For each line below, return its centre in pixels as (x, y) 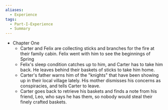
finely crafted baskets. (44, 102)
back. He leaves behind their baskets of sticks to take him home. (88, 70)
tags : (11, 19)
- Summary (20, 29)
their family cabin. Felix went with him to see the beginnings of (85, 54)
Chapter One (26, 43)
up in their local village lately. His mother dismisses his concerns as (90, 81)
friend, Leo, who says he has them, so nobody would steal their (86, 97)
